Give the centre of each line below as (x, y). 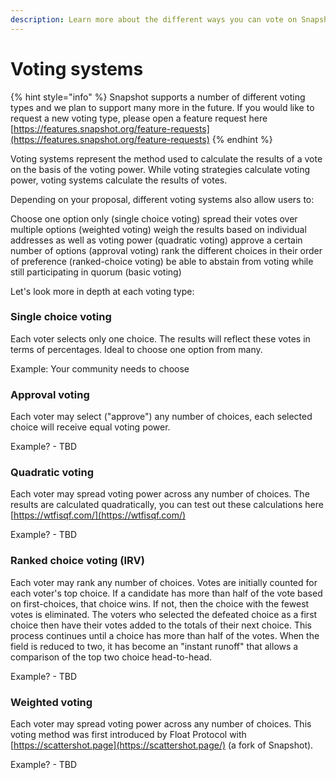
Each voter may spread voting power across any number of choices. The (160, 494)
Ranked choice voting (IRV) (77, 561)
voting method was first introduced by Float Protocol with (128, 735)
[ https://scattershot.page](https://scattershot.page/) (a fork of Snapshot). (162, 745)
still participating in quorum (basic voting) (96, 272)
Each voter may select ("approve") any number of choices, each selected (161, 417)
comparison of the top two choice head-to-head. (111, 657)
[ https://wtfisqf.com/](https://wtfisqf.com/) (98, 515)
